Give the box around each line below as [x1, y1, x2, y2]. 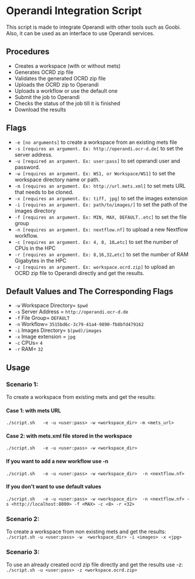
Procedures [6, 47, 50, 57]
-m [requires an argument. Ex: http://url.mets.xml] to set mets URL [14, 182, 186, 189]
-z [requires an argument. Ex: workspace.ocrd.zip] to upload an [14, 263, 175, 270]
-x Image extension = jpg [14, 333, 76, 340]
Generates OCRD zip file [14, 69, 74, 76]
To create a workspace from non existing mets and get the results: [6, 528, 166, 535]
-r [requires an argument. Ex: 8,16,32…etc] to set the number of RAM [14, 250, 189, 258]
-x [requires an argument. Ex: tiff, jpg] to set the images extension [14, 195, 188, 202]
